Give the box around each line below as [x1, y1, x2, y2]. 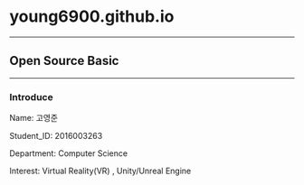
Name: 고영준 [9, 113, 59, 124]
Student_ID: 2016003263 [9, 131, 103, 142]
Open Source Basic [9, 53, 119, 69]
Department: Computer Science [9, 148, 128, 159]
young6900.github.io [9, 6, 175, 27]
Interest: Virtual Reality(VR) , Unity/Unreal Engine [9, 165, 192, 177]
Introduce [9, 90, 53, 103]
